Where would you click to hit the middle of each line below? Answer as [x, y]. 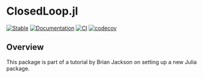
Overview [25, 47]
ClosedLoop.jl [42, 11]
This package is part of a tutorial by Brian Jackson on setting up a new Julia [101, 62]
